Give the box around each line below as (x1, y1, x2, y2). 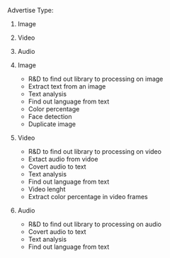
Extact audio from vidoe (28, 155, 98, 163)
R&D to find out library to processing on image (28, 74, 164, 83)
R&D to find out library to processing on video (28, 147, 161, 155)
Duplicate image (28, 120, 76, 128)
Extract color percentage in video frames (28, 193, 148, 201)
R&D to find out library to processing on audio (28, 220, 161, 228)
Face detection (28, 113, 72, 120)
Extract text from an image (28, 82, 106, 91)
